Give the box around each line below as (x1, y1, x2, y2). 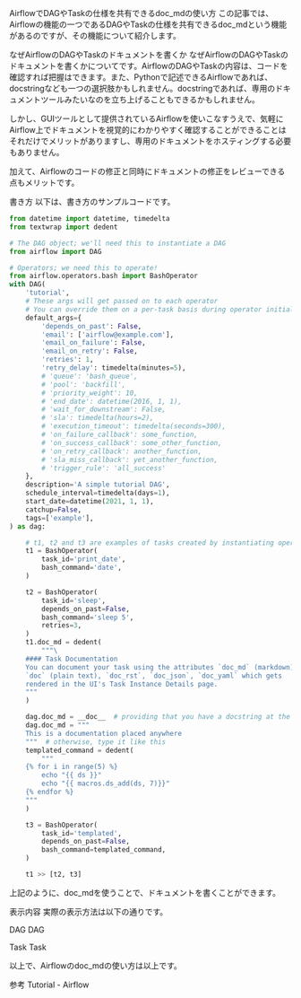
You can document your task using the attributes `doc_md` (25, 662, 251, 671)
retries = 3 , (41, 621, 82, 630)
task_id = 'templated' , (41, 828, 123, 837)
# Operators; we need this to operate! (9, 263, 159, 272)
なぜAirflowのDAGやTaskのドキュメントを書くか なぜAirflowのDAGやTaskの (9, 49, 288, 60)
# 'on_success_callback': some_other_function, (41, 438, 222, 447)
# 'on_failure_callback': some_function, (41, 430, 199, 439)
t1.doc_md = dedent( (25, 638, 102, 647)
